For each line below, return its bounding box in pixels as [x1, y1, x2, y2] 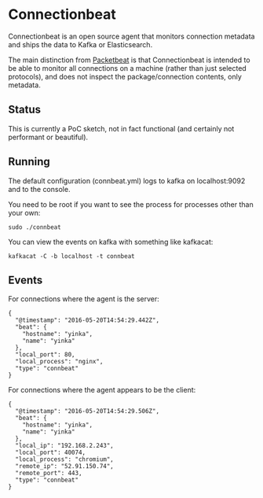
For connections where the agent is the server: [8, 294, 159, 304]
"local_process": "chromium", [15, 456, 114, 463]
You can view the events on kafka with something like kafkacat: [8, 237, 214, 246]
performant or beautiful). [8, 132, 89, 142]
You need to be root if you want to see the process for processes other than [8, 199, 254, 209]
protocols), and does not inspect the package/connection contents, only [8, 72, 242, 81]
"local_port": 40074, [15, 448, 86, 457]
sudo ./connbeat [8, 223, 61, 231]
